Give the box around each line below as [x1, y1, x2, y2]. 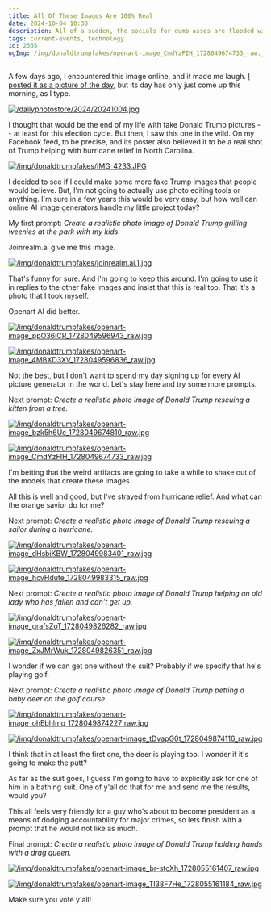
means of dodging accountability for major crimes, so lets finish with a [8, 815, 243, 824]
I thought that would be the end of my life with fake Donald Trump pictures [8, 120, 256, 129]
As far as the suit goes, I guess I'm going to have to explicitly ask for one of [8, 774, 258, 783]
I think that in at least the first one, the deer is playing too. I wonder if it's [8, 750, 249, 759]
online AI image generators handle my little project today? [8, 203, 200, 212]
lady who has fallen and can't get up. [8, 597, 133, 606]
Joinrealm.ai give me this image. [8, 243, 116, 252]
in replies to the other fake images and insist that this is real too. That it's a [8, 282, 256, 291]
